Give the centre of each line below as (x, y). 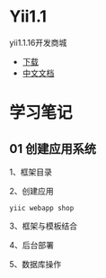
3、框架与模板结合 (44, 226)
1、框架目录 (31, 172)
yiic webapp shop (42, 208)
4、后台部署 (32, 245)
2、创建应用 (31, 191)
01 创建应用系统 (53, 149)
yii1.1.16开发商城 (38, 42)
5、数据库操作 (35, 264)
